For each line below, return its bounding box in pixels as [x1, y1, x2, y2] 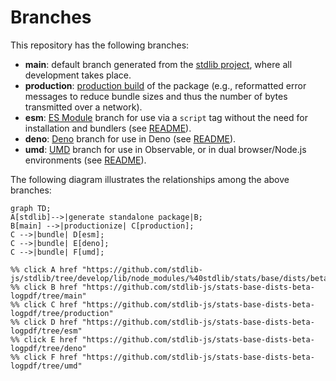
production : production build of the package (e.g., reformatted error [24, 79, 307, 91]
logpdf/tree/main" [10, 291, 87, 301]
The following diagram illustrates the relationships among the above [10, 173, 290, 185]
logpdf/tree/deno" [10, 343, 87, 353]
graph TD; [10, 203, 52, 213]
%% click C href [10, 299, 78, 310]
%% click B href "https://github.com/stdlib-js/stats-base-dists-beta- [10, 282, 315, 292]
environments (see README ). [24, 154, 147, 166]
